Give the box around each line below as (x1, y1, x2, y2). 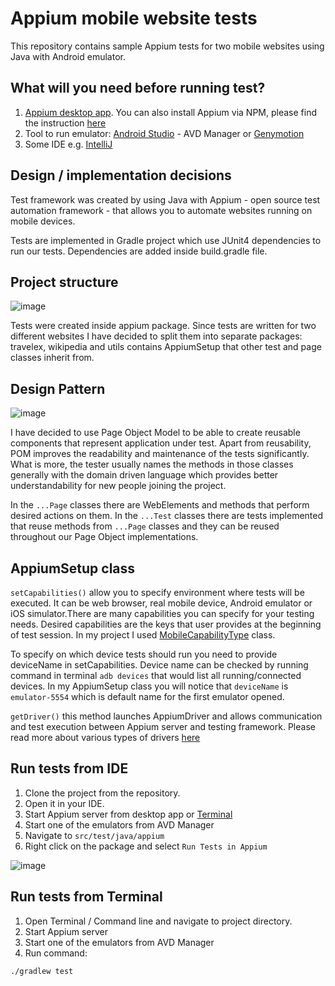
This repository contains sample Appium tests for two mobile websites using (10, 40, 325, 52)
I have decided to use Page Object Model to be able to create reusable (10, 427, 301, 439)
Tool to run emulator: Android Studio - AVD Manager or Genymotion (24, 127, 305, 139)
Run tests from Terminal (10, 888, 163, 906)
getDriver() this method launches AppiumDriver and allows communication (10, 710, 323, 722)
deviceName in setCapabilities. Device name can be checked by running (10, 659, 309, 671)
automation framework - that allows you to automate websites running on (10, 204, 313, 216)
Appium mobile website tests (10, 7, 258, 30)
